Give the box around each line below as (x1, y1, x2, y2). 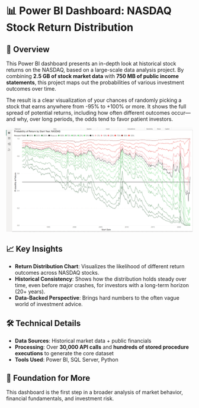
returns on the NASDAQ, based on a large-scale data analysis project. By (6, 66, 184, 73)
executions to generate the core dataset (14, 349, 114, 356)
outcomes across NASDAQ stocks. (14, 269, 99, 276)
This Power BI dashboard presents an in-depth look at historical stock (6, 60, 176, 67)
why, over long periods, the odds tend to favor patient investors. (17, 115, 174, 123)
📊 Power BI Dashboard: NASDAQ (6, 4, 172, 18)
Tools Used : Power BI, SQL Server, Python (14, 356, 118, 363)
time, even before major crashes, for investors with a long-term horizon (14, 281, 190, 288)
